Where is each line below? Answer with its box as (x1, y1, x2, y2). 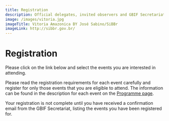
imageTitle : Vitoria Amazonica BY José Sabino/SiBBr (5, 21, 118, 27)
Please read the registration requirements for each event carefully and (5, 80, 151, 86)
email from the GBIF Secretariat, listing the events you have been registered (5, 105, 162, 111)
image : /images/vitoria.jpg (5, 17, 64, 22)
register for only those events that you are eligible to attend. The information (5, 85, 163, 91)
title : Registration (5, 7, 49, 13)
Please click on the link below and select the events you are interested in (5, 65, 156, 71)
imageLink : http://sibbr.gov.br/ (5, 26, 75, 31)
